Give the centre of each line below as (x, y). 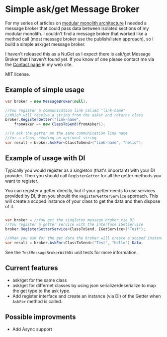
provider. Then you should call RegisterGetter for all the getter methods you (83, 175)
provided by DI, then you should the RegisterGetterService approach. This (82, 196)
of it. (10, 206)
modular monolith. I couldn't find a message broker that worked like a (76, 33)
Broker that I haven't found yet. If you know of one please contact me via (80, 59)
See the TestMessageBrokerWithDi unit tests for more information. (72, 252)
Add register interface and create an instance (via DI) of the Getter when (86, 296)
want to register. (22, 181)
